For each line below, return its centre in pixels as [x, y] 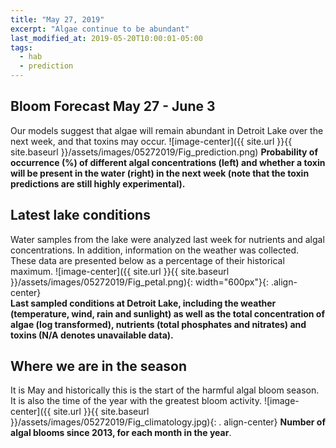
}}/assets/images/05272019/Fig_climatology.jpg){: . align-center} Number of [168, 422]
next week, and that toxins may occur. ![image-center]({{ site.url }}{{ [151, 141]
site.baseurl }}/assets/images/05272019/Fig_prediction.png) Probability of [164, 152]
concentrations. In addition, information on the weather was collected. [155, 250]
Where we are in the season [99, 366]
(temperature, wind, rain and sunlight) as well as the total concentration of [168, 313]
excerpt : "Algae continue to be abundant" [100, 29]
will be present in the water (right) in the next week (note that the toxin [160, 173]
